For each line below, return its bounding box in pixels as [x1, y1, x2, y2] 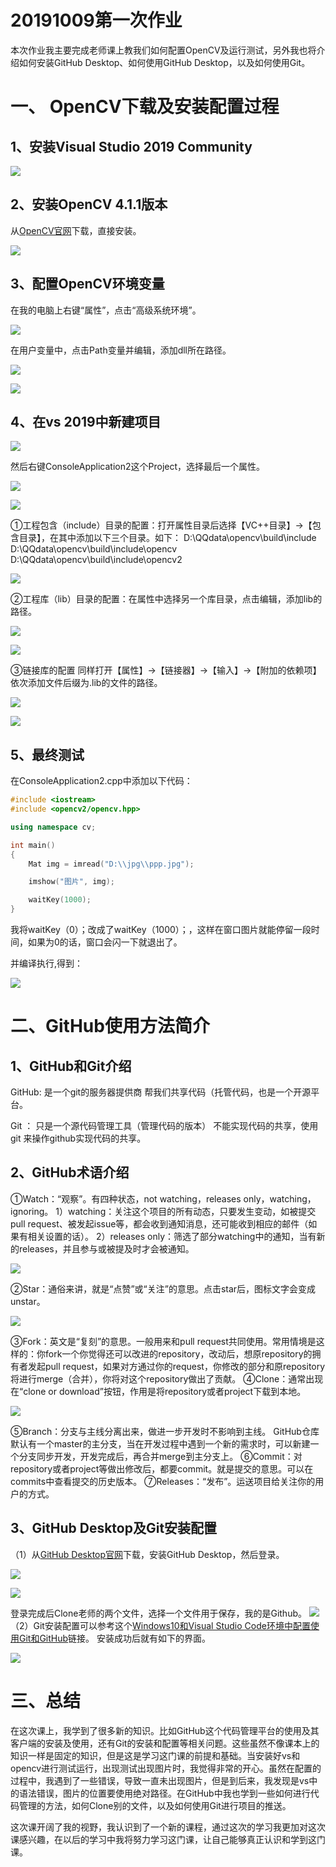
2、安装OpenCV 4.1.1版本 [10, 196, 168, 213]
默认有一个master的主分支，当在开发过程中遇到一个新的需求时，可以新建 [10, 1437, 311, 1450]
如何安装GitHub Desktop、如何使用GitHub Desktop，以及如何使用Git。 [18, 56, 311, 68]
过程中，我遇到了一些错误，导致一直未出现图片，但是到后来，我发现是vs [10, 1774, 310, 1786]
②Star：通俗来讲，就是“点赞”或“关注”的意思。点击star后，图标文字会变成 [10, 1282, 317, 1295]
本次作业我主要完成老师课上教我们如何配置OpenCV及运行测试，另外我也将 [10, 44, 317, 56]
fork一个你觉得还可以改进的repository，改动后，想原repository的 [44, 1347, 313, 1360]
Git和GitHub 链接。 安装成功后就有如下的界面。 [18, 1632, 212, 1644]
